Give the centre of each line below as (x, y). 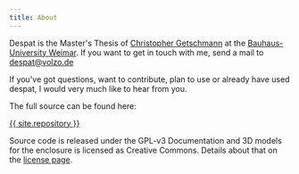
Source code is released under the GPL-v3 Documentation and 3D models (146, 140)
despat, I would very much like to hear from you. (98, 88)
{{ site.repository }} (45, 123)
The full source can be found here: (73, 106)
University (28, 52)
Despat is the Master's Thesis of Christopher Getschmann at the (128, 43)
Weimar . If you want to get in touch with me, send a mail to (156, 52)
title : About (33, 17)
